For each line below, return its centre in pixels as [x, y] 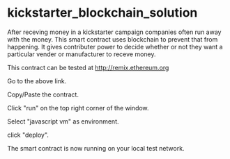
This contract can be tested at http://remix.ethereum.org [88, 67]
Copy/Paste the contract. [43, 94]
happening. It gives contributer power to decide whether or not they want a [115, 47]
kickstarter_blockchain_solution [102, 13]
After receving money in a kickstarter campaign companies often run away [114, 32]
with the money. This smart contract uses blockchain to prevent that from [113, 39]
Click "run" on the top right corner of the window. [78, 108]
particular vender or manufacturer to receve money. [82, 54]
